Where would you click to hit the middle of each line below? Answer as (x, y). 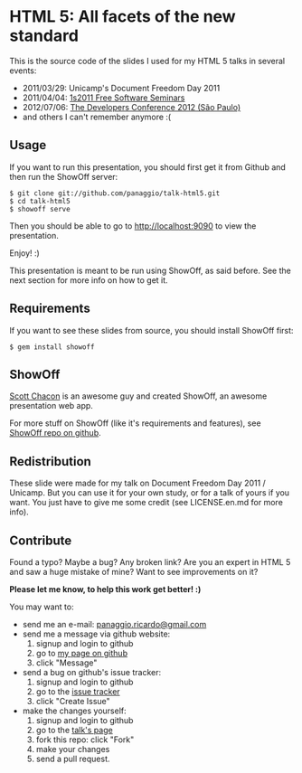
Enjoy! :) (25, 253)
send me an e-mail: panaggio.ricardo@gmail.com (114, 624)
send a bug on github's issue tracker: (92, 672)
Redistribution (51, 462)
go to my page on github (82, 653)
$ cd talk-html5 (40, 201)
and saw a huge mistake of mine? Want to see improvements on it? (134, 572)
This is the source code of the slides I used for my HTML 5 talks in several (147, 61)
